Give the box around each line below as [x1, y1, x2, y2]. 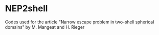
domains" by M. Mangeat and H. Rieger [5, 24, 85, 30]
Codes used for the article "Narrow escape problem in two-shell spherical [5, 19, 154, 25]
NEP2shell [5, 3, 48, 14]
